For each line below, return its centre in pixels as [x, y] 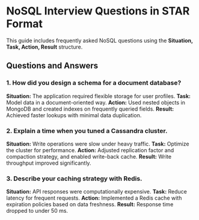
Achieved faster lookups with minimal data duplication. [74, 115]
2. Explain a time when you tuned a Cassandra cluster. [87, 130]
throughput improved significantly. [49, 163]
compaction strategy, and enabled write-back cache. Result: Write [89, 156]
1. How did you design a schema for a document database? [94, 83]
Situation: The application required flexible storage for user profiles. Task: [99, 96]
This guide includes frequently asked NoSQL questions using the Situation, [100, 40]
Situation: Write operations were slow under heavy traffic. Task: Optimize [98, 144]
